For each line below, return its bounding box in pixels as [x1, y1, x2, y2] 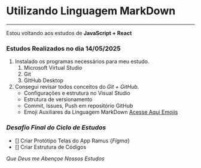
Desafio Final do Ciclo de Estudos [6, 123, 106, 132]
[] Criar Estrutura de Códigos [14, 143, 87, 150]
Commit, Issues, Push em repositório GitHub [23, 102, 133, 110]
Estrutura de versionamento [23, 96, 93, 103]
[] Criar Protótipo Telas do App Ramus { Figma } [14, 137, 130, 144]
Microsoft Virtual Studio [23, 64, 83, 71]
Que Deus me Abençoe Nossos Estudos [6, 155, 105, 162]
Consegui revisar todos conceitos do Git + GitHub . [14, 83, 139, 91]
